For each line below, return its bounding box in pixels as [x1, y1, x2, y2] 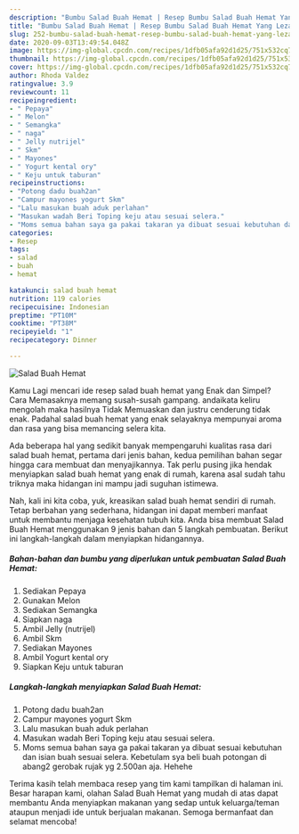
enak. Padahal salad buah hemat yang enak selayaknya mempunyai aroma [9, 413, 282, 424]
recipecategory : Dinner [9, 336, 98, 345]
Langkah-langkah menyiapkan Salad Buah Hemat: [9, 682, 202, 692]
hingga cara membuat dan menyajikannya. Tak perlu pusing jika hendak [9, 459, 272, 470]
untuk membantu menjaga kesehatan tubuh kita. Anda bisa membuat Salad [9, 514, 285, 525]
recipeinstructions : [9, 179, 86, 188]
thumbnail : [9, 54, 50, 63]
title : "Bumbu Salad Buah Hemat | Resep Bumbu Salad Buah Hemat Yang [9, 21, 273, 30]
